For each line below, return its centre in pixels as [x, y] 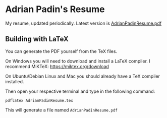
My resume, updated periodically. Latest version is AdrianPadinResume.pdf [83, 23]
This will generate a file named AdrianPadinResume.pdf [61, 110]
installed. [15, 81]
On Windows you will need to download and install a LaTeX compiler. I [78, 61]
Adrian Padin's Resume [55, 9]
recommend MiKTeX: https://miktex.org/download [57, 66]
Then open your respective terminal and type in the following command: [80, 91]
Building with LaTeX [37, 39]
